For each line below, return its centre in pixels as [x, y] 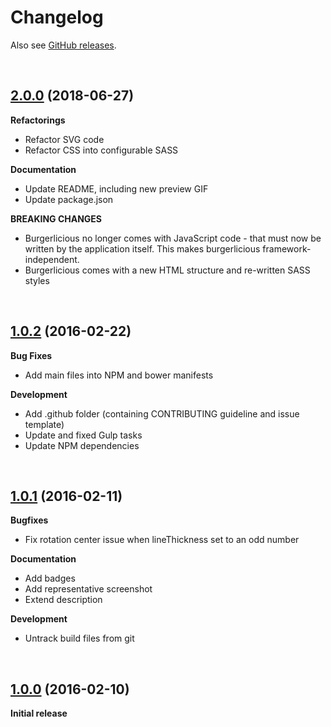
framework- [287, 248]
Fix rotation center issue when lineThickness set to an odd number [162, 540]
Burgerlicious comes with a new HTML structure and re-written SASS [167, 270]
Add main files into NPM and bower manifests [119, 375]
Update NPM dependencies [82, 445]
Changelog [57, 17]
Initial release [39, 713]
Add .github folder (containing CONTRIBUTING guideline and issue [162, 413]
